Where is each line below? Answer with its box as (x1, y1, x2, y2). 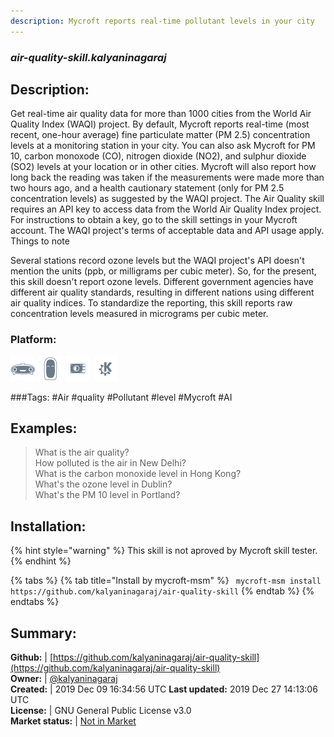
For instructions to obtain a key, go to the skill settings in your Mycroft (10, 214, 298, 226)
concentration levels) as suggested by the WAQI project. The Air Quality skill (10, 193, 325, 205)
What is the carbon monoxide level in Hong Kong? (34, 468, 242, 480)
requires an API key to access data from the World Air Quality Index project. (10, 203, 322, 215)
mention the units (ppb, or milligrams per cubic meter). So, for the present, (10, 265, 317, 277)
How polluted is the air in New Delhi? (34, 457, 187, 469)
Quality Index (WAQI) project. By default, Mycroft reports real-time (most (10, 118, 310, 130)
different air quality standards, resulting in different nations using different (10, 286, 315, 299)
